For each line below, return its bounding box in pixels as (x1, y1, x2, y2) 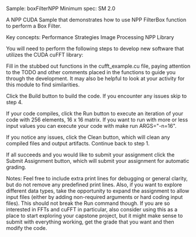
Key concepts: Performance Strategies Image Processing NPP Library (6, 34, 174, 40)
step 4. (6, 99, 23, 106)
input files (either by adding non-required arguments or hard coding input (6, 194, 183, 200)
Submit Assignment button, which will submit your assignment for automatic (6, 158, 190, 164)
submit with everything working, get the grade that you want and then (6, 218, 174, 225)
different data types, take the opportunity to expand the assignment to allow (6, 187, 190, 194)
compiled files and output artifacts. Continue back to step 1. (6, 140, 150, 147)
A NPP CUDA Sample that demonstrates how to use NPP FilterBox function (6, 16, 187, 23)
